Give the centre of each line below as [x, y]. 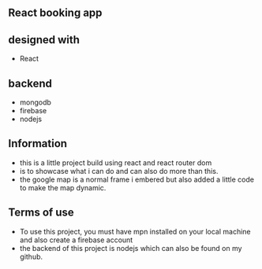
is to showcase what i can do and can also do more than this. [119, 171]
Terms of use [41, 213]
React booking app [55, 13]
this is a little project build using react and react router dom [116, 162]
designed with [44, 40]
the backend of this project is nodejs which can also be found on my [131, 248]
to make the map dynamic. [63, 187]
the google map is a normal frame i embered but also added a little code [137, 179]
